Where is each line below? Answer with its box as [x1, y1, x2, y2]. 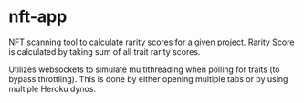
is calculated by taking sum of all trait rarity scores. [8, 46, 201, 57]
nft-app [8, 6, 68, 27]
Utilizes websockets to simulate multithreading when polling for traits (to [8, 64, 280, 75]
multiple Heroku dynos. [8, 83, 97, 94]
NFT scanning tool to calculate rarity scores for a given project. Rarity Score [8, 36, 295, 47]
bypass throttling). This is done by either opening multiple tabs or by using [8, 73, 288, 84]
